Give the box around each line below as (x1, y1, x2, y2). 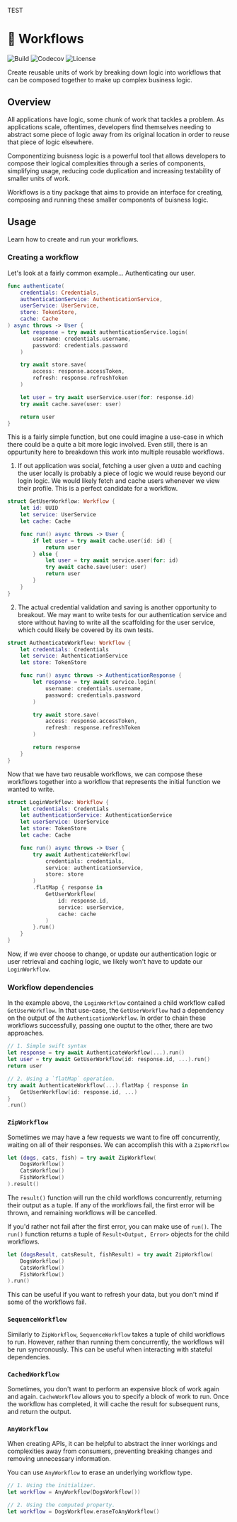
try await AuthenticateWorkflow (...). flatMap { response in (7, 1082, 189, 1089)
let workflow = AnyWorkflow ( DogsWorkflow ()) (7, 1489, 141, 1496)
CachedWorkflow (7, 1370, 60, 1379)
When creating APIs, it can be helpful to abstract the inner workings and (7, 1440, 218, 1448)
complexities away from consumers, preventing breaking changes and (7, 1447, 213, 1455)
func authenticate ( (7, 282, 65, 290)
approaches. (7, 1029, 45, 1038)
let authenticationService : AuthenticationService (20, 812, 173, 819)
